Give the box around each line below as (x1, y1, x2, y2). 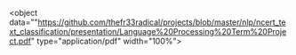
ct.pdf (9, 35, 31, 46)
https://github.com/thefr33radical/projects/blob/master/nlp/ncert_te (37, 17, 286, 27)
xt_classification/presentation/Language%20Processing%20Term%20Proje (9, 27, 287, 36)
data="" (9, 17, 38, 27)
